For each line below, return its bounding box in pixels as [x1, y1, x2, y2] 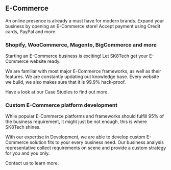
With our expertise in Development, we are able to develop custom [5, 134, 145, 140]
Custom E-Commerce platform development [5, 102, 118, 109]
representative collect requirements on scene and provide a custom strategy [5, 145, 166, 151]
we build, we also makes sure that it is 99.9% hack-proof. [5, 79, 126, 85]
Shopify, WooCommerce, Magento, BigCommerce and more [5, 41, 157, 48]
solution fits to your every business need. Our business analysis [30, 139, 164, 145]
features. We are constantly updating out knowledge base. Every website [5, 74, 159, 80]
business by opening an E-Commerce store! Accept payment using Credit [5, 23, 161, 29]
